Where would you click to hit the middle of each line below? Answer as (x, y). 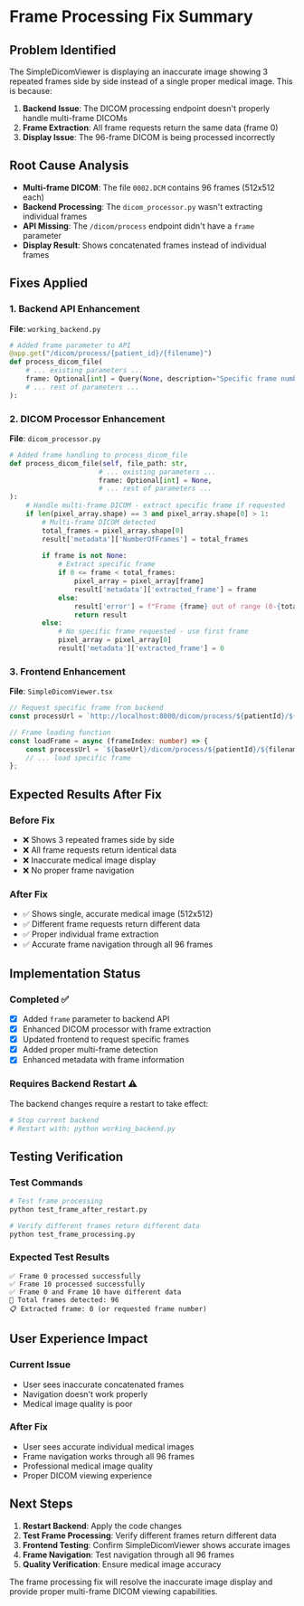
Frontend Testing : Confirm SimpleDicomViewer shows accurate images (157, 1545)
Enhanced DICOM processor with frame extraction (116, 1029)
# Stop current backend (54, 1120)
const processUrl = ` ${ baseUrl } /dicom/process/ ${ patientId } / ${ (147, 749)
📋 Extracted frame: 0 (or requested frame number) (108, 1308)
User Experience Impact (79, 1339)
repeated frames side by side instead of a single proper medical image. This (151, 81)
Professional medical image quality (88, 1466)
